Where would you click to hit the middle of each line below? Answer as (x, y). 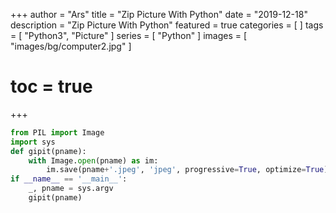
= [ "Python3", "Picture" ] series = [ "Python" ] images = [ (129, 35)
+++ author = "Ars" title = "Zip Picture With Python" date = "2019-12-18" (159, 14)
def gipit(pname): (48, 151)
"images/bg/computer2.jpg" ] (71, 46)
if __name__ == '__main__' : (69, 179)
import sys (33, 142)
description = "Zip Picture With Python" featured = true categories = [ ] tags (167, 25)
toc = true (51, 86)
